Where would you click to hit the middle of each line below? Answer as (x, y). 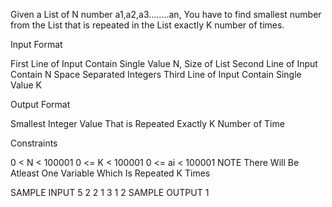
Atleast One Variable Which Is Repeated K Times (110, 173)
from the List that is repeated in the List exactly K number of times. (147, 25)
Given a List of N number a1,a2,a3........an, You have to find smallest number (166, 14)
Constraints (34, 143)
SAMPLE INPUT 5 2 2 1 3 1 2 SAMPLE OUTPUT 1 (110, 192)
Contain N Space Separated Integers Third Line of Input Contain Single (156, 74)
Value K (26, 85)
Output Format (40, 104)
